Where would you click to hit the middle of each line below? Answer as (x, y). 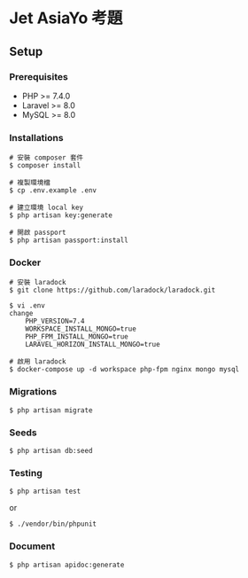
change (21, 314)
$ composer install (45, 166)
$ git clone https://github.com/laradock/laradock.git (112, 290)
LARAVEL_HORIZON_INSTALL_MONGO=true (93, 345)
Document (32, 546)
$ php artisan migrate (51, 410)
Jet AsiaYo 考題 (66, 18)
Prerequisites (39, 76)
